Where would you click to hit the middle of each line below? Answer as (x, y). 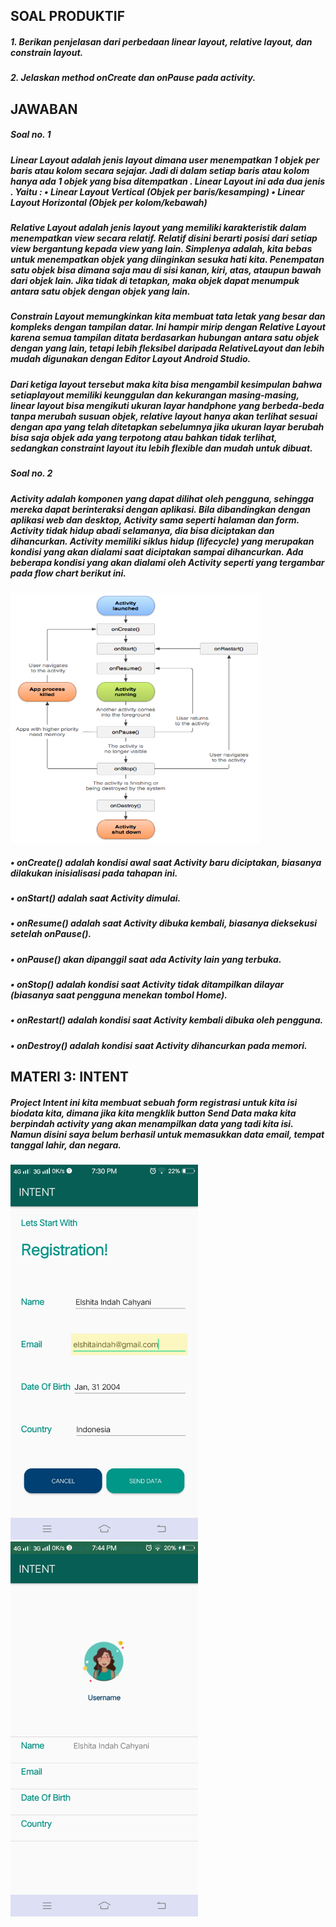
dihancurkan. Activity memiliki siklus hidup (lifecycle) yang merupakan (162, 541)
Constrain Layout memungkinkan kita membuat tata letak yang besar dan (168, 316)
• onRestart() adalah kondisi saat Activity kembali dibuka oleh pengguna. (167, 1020)
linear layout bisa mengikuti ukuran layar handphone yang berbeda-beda (167, 405)
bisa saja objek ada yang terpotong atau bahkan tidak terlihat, (144, 437)
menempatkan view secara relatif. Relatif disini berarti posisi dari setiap (164, 238)
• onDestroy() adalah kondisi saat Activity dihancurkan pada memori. (159, 1045)
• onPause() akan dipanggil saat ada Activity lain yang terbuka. (146, 959)
